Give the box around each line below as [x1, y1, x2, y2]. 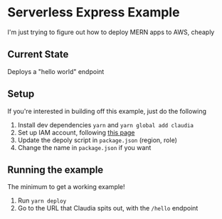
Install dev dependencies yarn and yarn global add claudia [17, 120, 194, 129]
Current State [7, 48, 69, 60]
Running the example [7, 164, 104, 176]
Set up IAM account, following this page [17, 128, 135, 137]
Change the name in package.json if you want [17, 143, 152, 151]
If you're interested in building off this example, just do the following [7, 107, 207, 115]
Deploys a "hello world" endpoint [7, 67, 105, 75]
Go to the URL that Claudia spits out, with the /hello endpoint [17, 204, 199, 213]
